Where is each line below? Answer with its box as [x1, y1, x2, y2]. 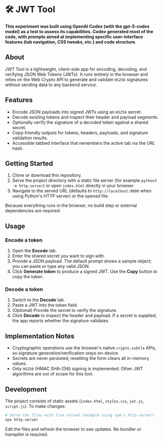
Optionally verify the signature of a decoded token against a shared [12, 119, 148, 125]
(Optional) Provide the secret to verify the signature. [12, 308, 117, 313]
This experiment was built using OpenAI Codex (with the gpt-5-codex [5, 23, 150, 29]
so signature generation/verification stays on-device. [12, 350, 119, 356]
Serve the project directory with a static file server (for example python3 [12, 177, 157, 183]
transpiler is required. [5, 431, 48, 437]
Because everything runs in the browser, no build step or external [5, 202, 137, 208]
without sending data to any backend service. [5, 82, 97, 88]
